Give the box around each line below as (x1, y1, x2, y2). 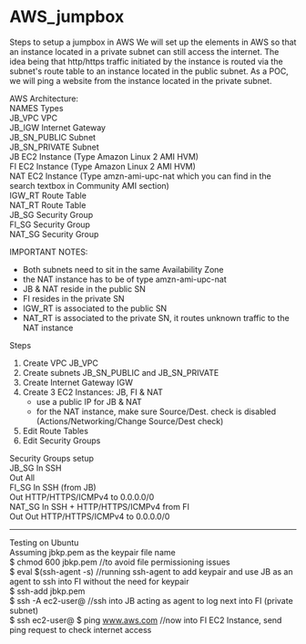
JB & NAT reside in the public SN (22, 283, 146, 294)
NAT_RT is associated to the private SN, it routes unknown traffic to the (22, 312, 290, 323)
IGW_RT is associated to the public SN (22, 303, 168, 314)
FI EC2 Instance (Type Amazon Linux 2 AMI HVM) (9, 161, 196, 171)
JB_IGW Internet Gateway (9, 121, 107, 133)
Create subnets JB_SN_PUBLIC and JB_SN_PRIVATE (22, 367, 219, 378)
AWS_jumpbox (9, 6, 125, 27)
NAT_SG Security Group (9, 228, 99, 239)
